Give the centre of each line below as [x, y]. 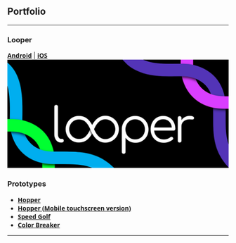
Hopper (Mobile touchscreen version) [74, 208]
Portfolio [27, 12]
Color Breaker [39, 225]
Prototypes [27, 184]
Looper [20, 39]
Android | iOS [27, 56]
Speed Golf [34, 216]
